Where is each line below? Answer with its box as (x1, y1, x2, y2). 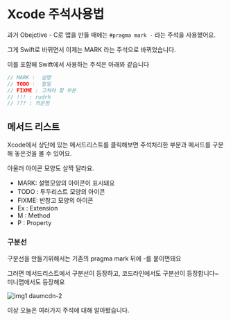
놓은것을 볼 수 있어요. (14, 149, 72, 158)
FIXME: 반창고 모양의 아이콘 (17, 196, 94, 205)
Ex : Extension (17, 204, 58, 213)
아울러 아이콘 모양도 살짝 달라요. (7, 164, 95, 172)
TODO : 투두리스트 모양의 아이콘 (17, 188, 105, 196)
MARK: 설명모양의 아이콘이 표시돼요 (17, 179, 115, 188)
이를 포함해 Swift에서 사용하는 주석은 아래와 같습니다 (7, 60, 150, 68)
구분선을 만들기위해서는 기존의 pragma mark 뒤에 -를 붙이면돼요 (7, 254, 182, 263)
